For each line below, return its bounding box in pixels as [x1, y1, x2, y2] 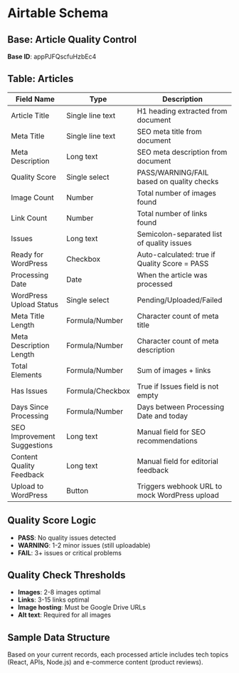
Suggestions [11, 440, 53, 450]
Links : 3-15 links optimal [17, 595, 90, 604]
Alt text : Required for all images [17, 611, 112, 620]
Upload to [11, 481, 44, 491]
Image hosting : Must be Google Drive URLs [17, 603, 146, 612]
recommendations [137, 436, 198, 446]
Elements [11, 369, 43, 379]
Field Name [15, 94, 55, 104]
